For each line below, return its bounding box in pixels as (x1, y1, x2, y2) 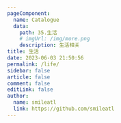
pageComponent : (7, 10, 51, 17)
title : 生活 (7, 49, 39, 55)
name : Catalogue (13, 16, 59, 23)
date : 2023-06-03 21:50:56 (7, 55, 84, 61)
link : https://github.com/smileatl (13, 105, 115, 112)
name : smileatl (13, 99, 57, 106)
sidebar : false (7, 67, 51, 74)
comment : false (7, 80, 51, 87)
